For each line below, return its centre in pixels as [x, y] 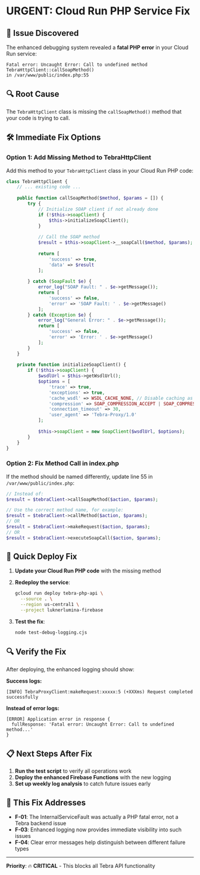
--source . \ [37, 599]
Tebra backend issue [40, 824]
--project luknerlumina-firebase [62, 610]
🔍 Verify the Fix [36, 652]
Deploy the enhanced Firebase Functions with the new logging [93, 778]
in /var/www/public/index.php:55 [48, 75]
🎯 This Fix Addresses [46, 802]
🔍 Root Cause [33, 94]
